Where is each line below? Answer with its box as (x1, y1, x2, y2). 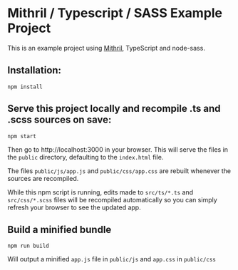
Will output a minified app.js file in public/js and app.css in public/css (7, 255, 216, 264)
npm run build (7, 242, 50, 250)
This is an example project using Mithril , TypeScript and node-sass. (7, 43, 205, 52)
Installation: (7, 64, 62, 76)
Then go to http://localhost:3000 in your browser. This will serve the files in (7, 145, 229, 154)
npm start (7, 133, 37, 140)
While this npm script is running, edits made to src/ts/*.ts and (7, 187, 194, 197)
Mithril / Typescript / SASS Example (7, 5, 223, 21)
